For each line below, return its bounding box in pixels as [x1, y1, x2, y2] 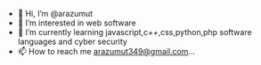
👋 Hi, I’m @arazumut [17, 9, 94, 18]
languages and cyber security [17, 36, 127, 47]
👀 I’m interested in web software [17, 18, 136, 28]
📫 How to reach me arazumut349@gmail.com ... [17, 47, 196, 56]
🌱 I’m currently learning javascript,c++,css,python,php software [17, 27, 252, 37]
